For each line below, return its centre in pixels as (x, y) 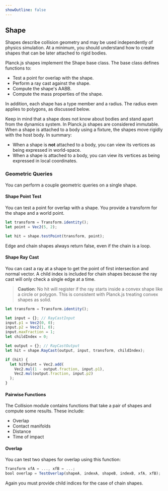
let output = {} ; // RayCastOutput (43, 346)
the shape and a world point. (35, 213)
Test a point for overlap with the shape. (53, 78)
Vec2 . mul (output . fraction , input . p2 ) (54, 374)
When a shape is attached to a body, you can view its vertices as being (86, 156)
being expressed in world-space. (47, 150)
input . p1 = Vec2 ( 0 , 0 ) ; (30, 323)
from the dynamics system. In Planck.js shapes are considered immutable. (82, 125)
